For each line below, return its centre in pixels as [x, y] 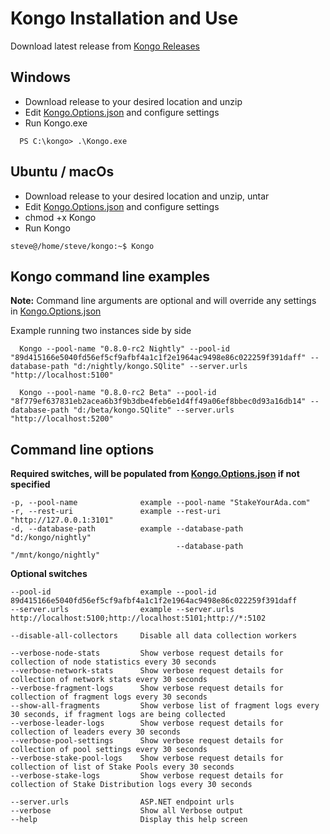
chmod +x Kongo [60, 217]
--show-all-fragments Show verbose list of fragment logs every [165, 706]
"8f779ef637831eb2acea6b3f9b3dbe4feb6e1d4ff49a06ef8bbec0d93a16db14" [158, 402]
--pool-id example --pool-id [113, 592]
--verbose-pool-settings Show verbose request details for [147, 741]
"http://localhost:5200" [62, 419]
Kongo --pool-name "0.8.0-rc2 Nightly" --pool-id [124, 349]
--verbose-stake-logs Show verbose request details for [147, 776]
